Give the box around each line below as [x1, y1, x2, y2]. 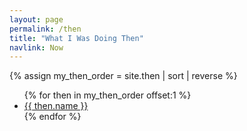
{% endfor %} [23, 111, 82, 123]
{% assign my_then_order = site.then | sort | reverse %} [9, 70, 238, 82]
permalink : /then [9, 24, 82, 34]
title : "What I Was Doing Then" [9, 33, 144, 43]
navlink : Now [9, 42, 64, 53]
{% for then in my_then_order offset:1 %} [23, 89, 192, 101]
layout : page [9, 14, 64, 25]
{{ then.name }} [23, 100, 89, 112]
